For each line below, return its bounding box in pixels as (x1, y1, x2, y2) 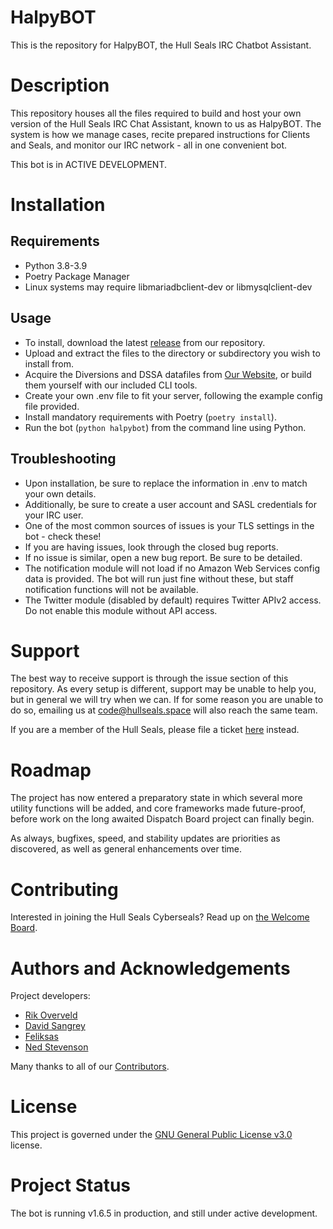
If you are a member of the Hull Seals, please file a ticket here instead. (10, 724, 300, 736)
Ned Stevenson (24, 1041, 89, 1053)
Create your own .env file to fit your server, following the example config (24, 389, 323, 401)
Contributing (10, 878, 119, 901)
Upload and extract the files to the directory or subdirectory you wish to (24, 347, 321, 359)
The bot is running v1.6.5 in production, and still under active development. (10, 1207, 318, 1220)
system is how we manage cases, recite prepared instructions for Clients (10, 128, 311, 140)
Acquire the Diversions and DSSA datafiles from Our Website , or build (24, 368, 312, 380)
